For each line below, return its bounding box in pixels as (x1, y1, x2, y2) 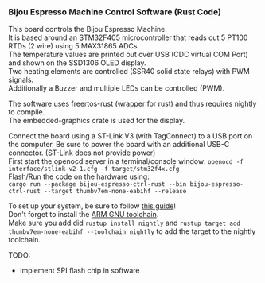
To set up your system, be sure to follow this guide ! (8, 201, 177, 211)
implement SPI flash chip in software (19, 266, 141, 276)
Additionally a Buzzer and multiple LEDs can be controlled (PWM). (8, 83, 225, 93)
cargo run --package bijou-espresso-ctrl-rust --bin (8, 180, 187, 188)
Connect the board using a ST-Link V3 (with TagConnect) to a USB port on (8, 131, 253, 141)
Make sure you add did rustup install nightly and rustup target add (8, 218, 241, 228)
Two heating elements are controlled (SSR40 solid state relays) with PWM (8, 67, 251, 76)
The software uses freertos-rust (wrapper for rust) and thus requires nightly (8, 99, 257, 109)
